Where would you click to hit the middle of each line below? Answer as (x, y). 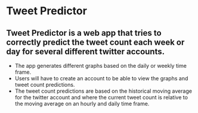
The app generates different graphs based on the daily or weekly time (100, 66)
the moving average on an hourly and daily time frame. (82, 103)
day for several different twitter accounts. (86, 51)
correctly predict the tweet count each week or (95, 42)
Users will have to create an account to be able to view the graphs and (101, 78)
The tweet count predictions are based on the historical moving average (103, 91)
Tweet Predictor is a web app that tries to (84, 33)
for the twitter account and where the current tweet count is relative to (101, 97)
